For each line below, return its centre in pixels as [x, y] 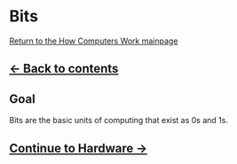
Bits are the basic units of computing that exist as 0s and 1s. [119, 121]
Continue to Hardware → [79, 148]
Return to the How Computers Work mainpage [94, 41]
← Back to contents [64, 69]
